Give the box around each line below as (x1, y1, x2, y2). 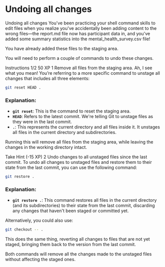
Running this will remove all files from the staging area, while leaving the (5, 139, 154, 145)
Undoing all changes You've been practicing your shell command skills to (5, 20, 156, 26)
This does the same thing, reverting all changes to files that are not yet (5, 236, 151, 242)
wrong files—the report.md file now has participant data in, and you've (5, 30, 151, 36)
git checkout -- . (5, 227, 43, 232)
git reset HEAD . (5, 85, 41, 90)
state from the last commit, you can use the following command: (5, 164, 137, 170)
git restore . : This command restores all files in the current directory (12, 197, 157, 203)
